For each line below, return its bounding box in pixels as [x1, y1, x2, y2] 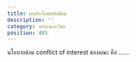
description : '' [7, 17, 54, 23]
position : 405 [7, 29, 49, 37]
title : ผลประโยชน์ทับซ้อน [7, 10, 67, 17]
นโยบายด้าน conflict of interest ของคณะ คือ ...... [7, 48, 130, 56]
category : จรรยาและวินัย [7, 23, 66, 30]
